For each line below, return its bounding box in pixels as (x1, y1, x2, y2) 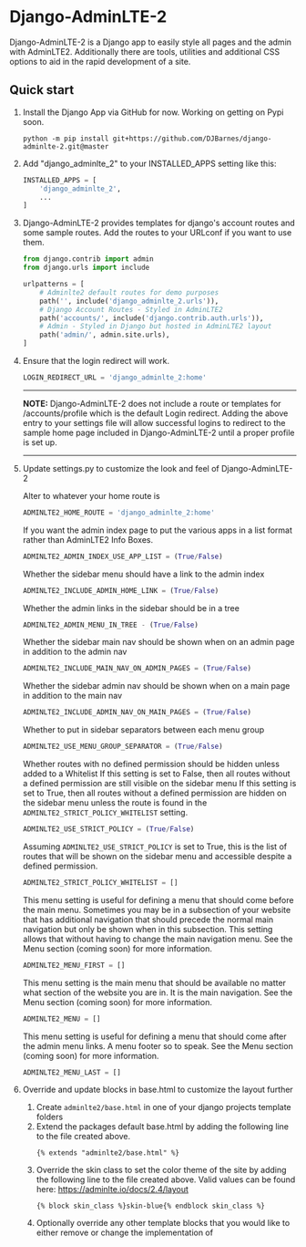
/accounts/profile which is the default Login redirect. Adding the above (22, 408, 289, 419)
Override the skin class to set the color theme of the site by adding (36, 1165, 287, 1176)
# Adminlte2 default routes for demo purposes (39, 287, 219, 297)
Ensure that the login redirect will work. (22, 356, 170, 366)
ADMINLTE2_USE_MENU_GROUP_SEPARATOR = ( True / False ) (22, 742, 223, 752)
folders (36, 1111, 64, 1123)
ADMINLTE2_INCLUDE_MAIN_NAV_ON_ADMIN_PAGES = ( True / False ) (22, 664, 252, 673)
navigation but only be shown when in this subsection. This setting (22, 923, 273, 934)
